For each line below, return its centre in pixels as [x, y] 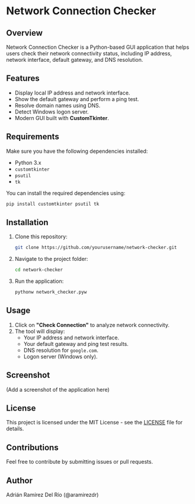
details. [15, 429]
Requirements [33, 137]
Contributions [32, 447]
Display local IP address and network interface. [72, 93]
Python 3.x [28, 162]
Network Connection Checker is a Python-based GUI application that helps [98, 47]
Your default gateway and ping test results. [76, 344]
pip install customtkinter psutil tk [53, 204]
